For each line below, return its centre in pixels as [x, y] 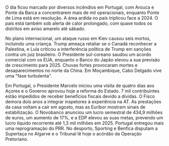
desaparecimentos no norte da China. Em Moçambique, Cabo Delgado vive [83, 70]
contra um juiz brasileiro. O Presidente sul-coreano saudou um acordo [78, 54]
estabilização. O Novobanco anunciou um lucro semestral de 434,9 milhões [84, 112]
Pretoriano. [17, 139]
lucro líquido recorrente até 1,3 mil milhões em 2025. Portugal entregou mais [84, 123]
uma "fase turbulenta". [29, 76]
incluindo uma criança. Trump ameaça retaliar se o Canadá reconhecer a [81, 44]
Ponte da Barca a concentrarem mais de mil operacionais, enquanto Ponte [82, 13]
